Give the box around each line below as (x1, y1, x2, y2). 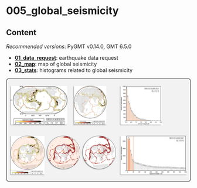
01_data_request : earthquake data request (14, 54, 118, 61)
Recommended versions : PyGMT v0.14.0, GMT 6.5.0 (6, 43, 132, 50)
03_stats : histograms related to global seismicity (14, 67, 133, 74)
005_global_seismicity (6, 4, 119, 18)
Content (6, 28, 37, 37)
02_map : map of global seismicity (14, 60, 97, 67)
